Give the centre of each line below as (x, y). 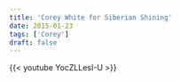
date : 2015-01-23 (41, 26)
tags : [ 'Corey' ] (39, 34)
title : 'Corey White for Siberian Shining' (91, 17)
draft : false (33, 42)
